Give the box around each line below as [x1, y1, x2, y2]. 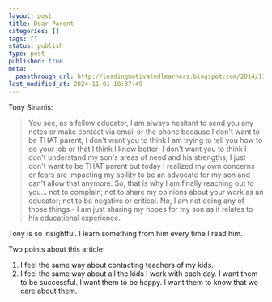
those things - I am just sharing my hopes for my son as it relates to [28, 204, 253, 214]
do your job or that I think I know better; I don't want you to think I [28, 144, 247, 153]
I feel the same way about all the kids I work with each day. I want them [19, 269, 258, 278]
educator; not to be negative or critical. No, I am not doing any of [28, 196, 245, 205]
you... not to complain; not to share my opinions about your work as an [28, 187, 264, 196]
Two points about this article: [8, 244, 105, 254]
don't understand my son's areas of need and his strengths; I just [28, 152, 246, 162]
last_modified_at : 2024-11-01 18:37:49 [8, 80, 143, 88]
